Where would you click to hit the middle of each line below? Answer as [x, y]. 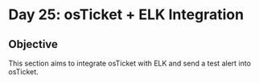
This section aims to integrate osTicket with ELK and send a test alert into [130, 63]
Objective [33, 44]
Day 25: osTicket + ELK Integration [126, 15]
